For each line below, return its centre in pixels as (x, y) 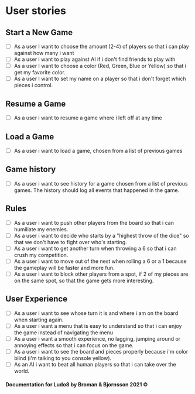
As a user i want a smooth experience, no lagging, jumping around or (97, 338)
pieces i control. (33, 85)
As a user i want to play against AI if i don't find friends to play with (95, 59)
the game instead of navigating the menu (64, 333)
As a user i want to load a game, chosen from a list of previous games (98, 150)
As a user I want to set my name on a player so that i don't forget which (100, 79)
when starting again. (39, 320)
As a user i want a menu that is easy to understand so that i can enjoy (98, 326)
